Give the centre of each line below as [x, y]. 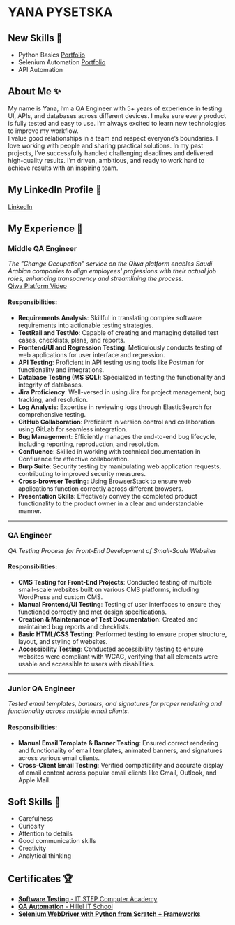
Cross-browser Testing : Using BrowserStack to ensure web [105, 481]
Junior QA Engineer [42, 688]
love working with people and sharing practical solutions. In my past [106, 145]
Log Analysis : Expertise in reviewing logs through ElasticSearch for [115, 407]
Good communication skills [57, 841]
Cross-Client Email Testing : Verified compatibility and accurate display [121, 765]
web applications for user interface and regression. [92, 354]
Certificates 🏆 [41, 879]
